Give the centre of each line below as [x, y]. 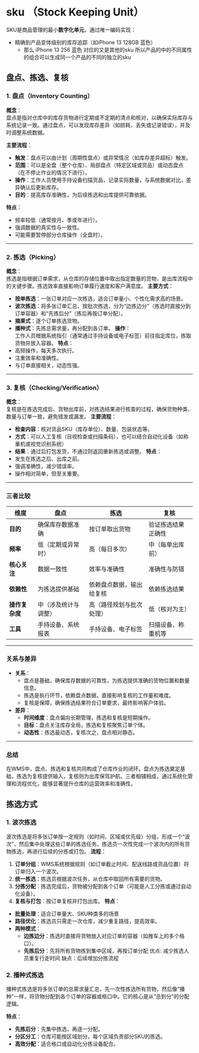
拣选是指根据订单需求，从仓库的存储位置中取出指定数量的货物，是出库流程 [97, 278]
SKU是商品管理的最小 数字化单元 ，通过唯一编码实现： [71, 30]
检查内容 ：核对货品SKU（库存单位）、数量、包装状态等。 [84, 429]
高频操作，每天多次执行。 [46, 350]
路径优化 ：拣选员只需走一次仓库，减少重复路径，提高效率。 [87, 921]
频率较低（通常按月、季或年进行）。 [57, 219]
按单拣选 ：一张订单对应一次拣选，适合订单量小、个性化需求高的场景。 [100, 298]
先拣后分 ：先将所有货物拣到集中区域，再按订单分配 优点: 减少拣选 [104, 950]
